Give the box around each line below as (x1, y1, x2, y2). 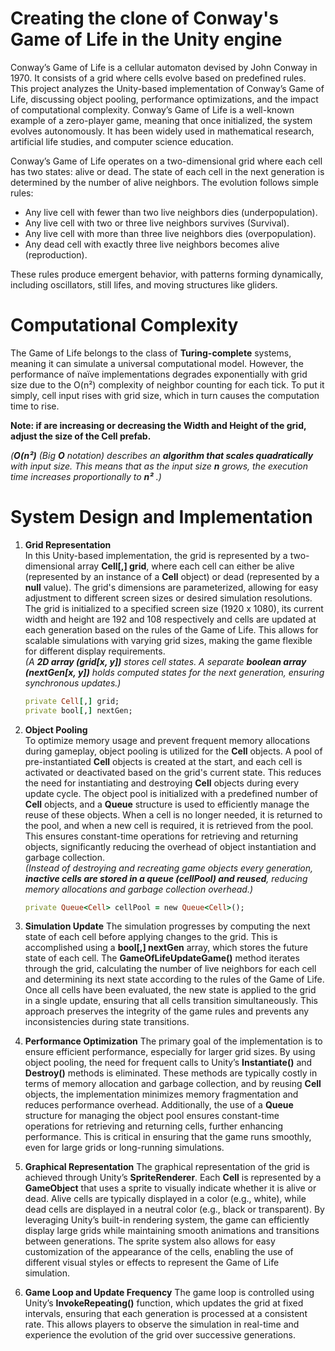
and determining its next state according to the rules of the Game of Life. (24, 973, 325, 986)
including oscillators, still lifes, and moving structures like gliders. (10, 278, 278, 291)
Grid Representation (24, 538, 112, 551)
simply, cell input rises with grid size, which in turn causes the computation (10, 389, 320, 401)
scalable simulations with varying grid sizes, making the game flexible (24, 634, 313, 646)
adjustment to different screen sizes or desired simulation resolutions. (24, 592, 313, 604)
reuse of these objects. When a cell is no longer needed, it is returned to (24, 808, 323, 821)
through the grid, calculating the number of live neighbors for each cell (24, 963, 317, 975)
